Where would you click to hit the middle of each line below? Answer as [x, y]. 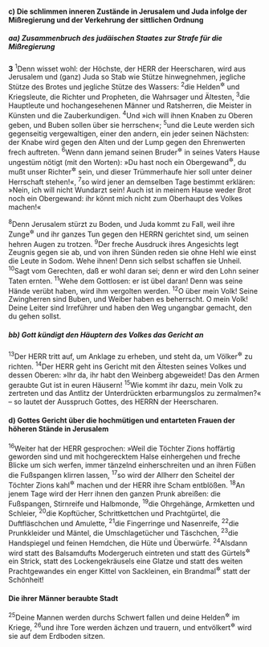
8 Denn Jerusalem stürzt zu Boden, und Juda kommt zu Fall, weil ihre [122, 224]
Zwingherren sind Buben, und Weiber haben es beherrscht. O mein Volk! [128, 299]
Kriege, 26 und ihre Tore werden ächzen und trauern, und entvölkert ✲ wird [130, 626]
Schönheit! [26, 580]
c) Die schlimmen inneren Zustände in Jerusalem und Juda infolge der [128, 11]
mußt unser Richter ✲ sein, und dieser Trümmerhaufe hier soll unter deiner [130, 171]
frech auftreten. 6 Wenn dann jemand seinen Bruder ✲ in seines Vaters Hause [134, 151]
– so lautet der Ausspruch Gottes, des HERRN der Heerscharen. [114, 402]
